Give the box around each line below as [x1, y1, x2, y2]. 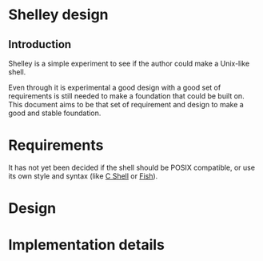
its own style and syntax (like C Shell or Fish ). [8, 171, 158, 181]
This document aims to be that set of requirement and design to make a [8, 100, 244, 109]
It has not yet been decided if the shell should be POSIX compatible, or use [8, 163, 256, 172]
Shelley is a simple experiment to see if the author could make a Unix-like [8, 58, 250, 68]
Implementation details [8, 236, 165, 254]
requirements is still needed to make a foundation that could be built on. [8, 91, 245, 101]
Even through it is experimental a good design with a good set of [8, 82, 221, 92]
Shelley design [8, 6, 110, 24]
